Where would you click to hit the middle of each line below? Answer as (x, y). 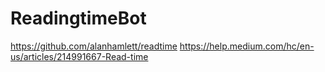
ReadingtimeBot (78, 18)
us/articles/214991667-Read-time (79, 56)
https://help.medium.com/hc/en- (247, 46)
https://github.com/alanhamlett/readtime (94, 46)
